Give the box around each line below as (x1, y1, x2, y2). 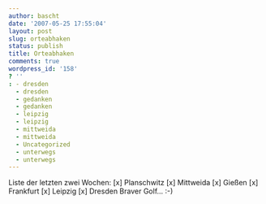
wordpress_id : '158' (8, 65, 79, 73)
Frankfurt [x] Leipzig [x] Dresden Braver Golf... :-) (8, 186, 174, 196)
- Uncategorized (15, 140, 71, 149)
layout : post (8, 27, 53, 35)
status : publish (8, 42, 63, 50)
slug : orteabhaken (8, 34, 71, 43)
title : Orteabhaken (8, 50, 75, 58)
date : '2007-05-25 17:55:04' (8, 20, 107, 28)
